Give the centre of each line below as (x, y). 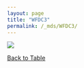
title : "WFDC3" (29, 20)
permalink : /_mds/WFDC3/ (42, 26)
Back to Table (26, 58)
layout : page (26, 13)
